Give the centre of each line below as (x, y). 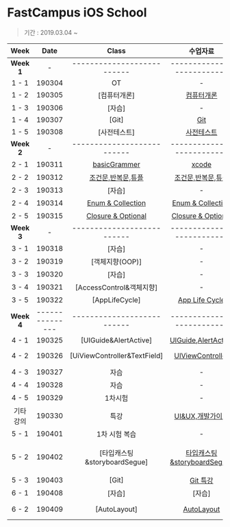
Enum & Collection (116, 202)
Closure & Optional (117, 215)
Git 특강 (201, 480)
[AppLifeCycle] (117, 300)
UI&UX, (186, 416)
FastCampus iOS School (77, 13)
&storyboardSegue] (116, 462)
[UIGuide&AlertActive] (117, 340)
